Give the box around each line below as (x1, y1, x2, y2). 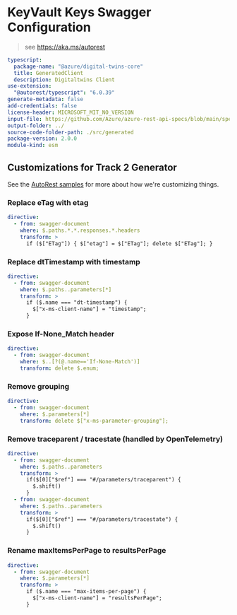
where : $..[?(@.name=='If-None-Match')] (20, 358, 140, 365)
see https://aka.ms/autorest (24, 42, 106, 51)
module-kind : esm (7, 142, 59, 149)
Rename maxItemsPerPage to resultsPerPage (7, 546, 166, 556)
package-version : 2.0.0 (7, 135, 78, 142)
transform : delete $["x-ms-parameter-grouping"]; (20, 417, 169, 424)
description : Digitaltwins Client (13, 76, 115, 83)
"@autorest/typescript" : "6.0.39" (13, 89, 115, 96)
